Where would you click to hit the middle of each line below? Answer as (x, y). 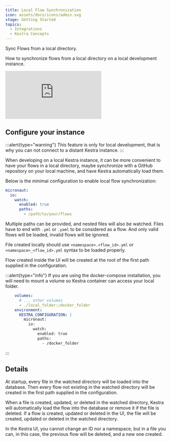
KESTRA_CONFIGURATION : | (45, 315)
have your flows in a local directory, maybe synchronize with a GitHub (79, 165)
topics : (14, 24)
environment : (28, 310)
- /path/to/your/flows (48, 214)
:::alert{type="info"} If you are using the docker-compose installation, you (83, 276)
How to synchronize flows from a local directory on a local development (81, 58)
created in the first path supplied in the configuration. (61, 392)
